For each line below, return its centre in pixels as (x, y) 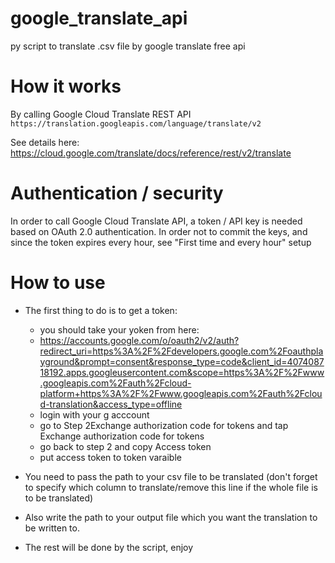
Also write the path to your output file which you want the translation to (171, 517)
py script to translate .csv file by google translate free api (128, 46)
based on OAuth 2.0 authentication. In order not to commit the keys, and (159, 231)
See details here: (45, 142)
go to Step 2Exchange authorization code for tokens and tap (164, 425)
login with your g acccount (94, 414)
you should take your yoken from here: (119, 329)
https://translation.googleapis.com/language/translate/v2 (136, 123)
